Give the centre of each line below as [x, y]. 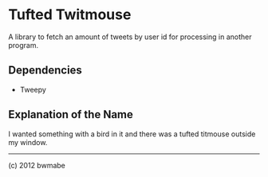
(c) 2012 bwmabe [37, 165]
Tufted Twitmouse [70, 15]
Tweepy [33, 89]
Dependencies [45, 71]
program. [24, 45]
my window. [28, 142]
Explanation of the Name [71, 114]
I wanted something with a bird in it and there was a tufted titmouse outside [132, 134]
